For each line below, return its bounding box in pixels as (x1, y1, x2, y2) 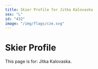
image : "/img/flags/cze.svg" (5, 21, 65, 26)
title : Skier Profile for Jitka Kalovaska (5, 7, 93, 12)
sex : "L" (5, 12, 23, 17)
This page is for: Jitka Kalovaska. (5, 59, 72, 65)
